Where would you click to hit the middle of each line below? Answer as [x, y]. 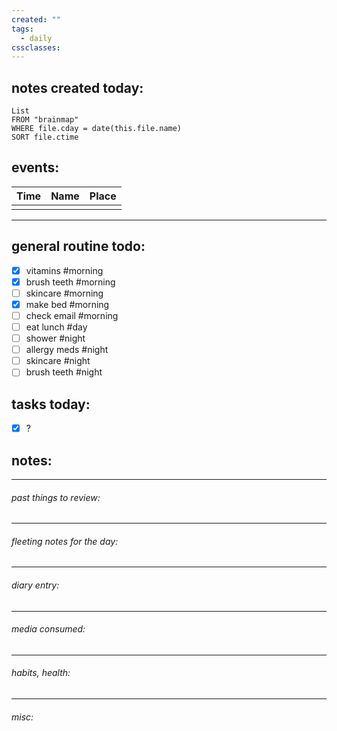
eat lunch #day [56, 327]
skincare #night [58, 361]
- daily [36, 38]
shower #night [55, 338]
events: [35, 167]
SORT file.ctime [45, 137]
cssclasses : [36, 47]
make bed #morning [67, 304]
